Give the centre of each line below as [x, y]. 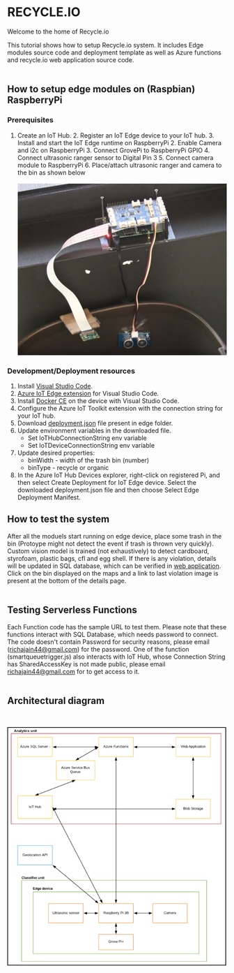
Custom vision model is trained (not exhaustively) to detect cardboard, [108, 551]
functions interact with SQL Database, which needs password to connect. [113, 634]
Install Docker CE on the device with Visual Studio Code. [98, 401]
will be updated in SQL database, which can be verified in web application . [114, 566]
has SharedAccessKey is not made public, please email [86, 664]
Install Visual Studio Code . [55, 386]
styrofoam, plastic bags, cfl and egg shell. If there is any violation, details [112, 558]
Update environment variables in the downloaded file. [94, 430]
